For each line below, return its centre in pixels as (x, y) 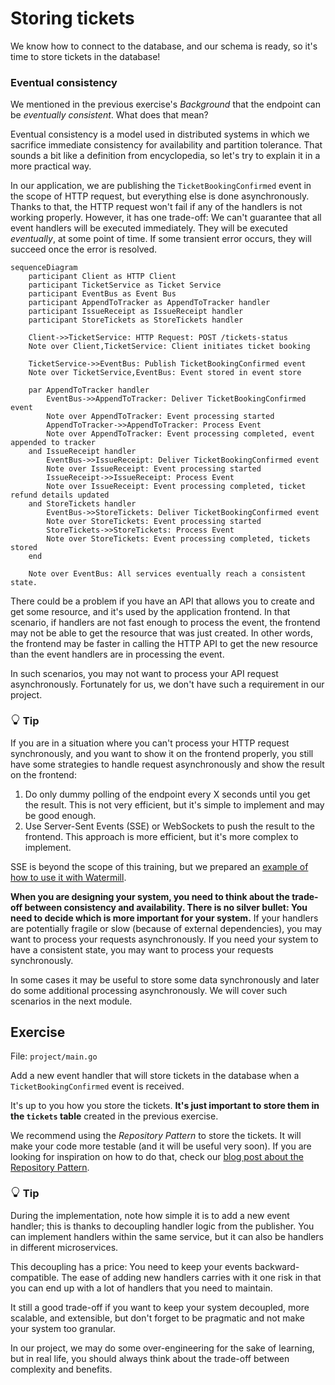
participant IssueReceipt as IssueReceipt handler (136, 312)
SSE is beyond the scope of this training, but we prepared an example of (159, 866)
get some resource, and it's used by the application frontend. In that (150, 612)
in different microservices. (64, 1247)
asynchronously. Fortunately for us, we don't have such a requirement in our (167, 684)
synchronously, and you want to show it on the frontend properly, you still (162, 753)
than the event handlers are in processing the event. (117, 654)
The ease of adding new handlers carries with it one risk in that (191, 1277)
